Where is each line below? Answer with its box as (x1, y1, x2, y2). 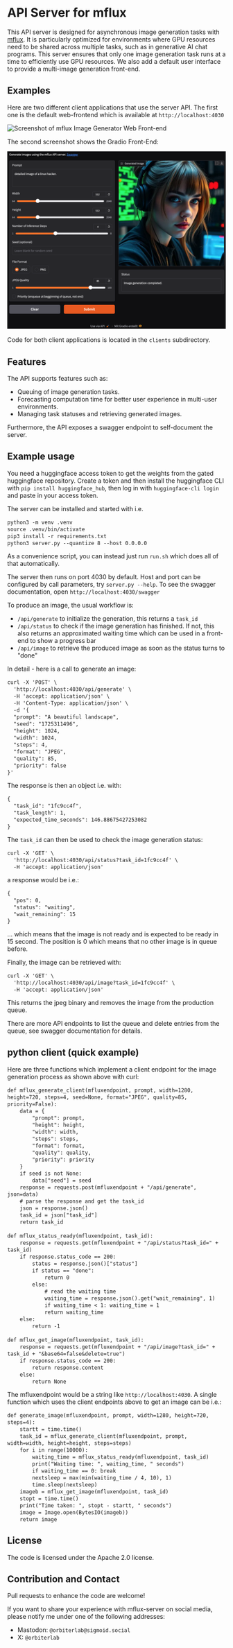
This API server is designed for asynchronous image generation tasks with (7, 28, 220, 36)
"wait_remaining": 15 (13, 911, 76, 918)
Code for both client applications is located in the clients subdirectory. (7, 336, 211, 344)
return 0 (44, 1274, 70, 1281)
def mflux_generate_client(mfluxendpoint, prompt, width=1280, (7, 1087, 194, 1094)
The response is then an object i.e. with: (7, 781, 122, 789)
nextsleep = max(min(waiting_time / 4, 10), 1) (32, 1474, 172, 1482)
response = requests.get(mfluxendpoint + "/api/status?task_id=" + (19, 1239, 218, 1246)
